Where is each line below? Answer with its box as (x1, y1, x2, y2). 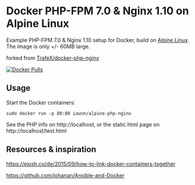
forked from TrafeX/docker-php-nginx (6, 54, 99, 61)
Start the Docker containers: (6, 99, 76, 106)
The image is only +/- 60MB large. (6, 43, 90, 50)
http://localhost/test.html (6, 127, 67, 134)
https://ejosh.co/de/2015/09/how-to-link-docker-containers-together (6, 160, 176, 167)
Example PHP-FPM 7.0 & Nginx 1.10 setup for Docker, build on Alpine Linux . (6, 36, 190, 43)
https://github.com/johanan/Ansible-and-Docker (6, 171, 125, 179)
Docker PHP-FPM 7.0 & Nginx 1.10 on (6, 4, 189, 18)
